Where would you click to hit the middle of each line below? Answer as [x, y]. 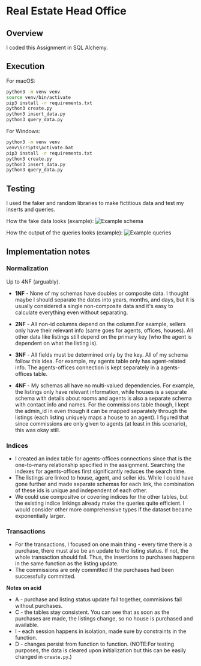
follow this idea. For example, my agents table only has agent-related [100, 361]
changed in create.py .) [43, 657]
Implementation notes [48, 251]
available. [27, 625]
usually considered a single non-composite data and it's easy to [94, 306]
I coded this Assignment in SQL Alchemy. [57, 47]
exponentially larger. [40, 516]
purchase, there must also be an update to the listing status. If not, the [102, 551]
